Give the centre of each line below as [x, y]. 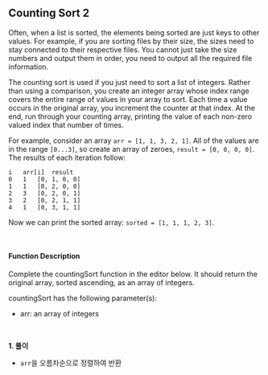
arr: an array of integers [59, 314]
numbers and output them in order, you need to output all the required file [130, 58]
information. [29, 67]
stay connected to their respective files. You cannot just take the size [123, 49]
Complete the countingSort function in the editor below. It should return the [133, 274]
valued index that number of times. [66, 124]
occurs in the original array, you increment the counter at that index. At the [132, 108]
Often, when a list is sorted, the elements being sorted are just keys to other [134, 32]
